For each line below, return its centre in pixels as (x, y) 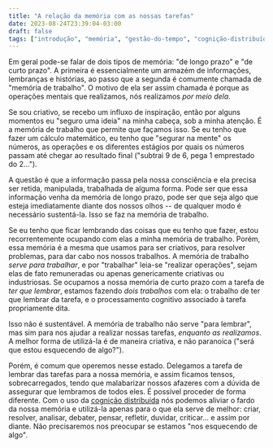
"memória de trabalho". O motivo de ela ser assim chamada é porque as (129, 88)
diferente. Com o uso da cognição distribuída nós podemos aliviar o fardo (132, 401)
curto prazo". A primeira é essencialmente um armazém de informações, (130, 71)
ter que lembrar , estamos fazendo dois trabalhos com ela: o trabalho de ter (134, 291)
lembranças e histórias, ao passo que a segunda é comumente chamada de (135, 79)
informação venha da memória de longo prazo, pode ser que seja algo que (133, 197)
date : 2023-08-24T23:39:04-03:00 (65, 24)
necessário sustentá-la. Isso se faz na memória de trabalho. (109, 215)
